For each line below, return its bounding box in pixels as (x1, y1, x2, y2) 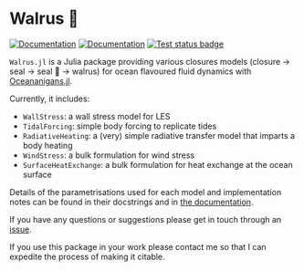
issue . (9, 224, 32, 235)
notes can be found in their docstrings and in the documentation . (9, 196, 254, 207)
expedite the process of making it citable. (9, 251, 166, 262)
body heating (22, 140, 73, 151)
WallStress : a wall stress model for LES (22, 110, 171, 121)
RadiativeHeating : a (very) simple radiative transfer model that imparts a (22, 130, 295, 141)
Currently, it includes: (9, 93, 90, 104)
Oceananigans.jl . (9, 75, 73, 86)
